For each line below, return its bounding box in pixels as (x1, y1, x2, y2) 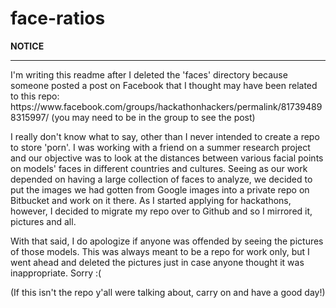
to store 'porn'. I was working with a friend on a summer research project (10, 141, 311, 153)
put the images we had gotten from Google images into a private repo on (10, 183, 310, 196)
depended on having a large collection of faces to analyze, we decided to (10, 173, 313, 185)
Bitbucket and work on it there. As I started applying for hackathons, (10, 194, 292, 206)
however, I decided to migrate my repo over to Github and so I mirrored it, (10, 205, 313, 217)
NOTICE (10, 40, 45, 52)
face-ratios (10, 7, 106, 30)
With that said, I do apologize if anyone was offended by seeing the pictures (10, 235, 324, 247)
